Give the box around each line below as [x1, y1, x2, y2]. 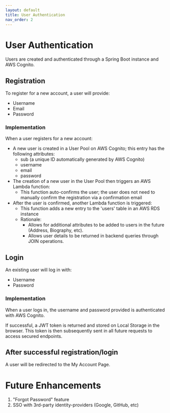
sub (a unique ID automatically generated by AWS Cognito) [20, 156, 145, 162]
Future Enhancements [5, 380, 101, 391]
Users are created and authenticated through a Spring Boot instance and [5, 56, 159, 62]
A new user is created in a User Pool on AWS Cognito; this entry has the [12, 145, 165, 152]
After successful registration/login [5, 348, 118, 356]
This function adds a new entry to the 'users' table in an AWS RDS [20, 205, 160, 212]
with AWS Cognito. [5, 312, 45, 318]
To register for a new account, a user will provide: [5, 90, 110, 97]
